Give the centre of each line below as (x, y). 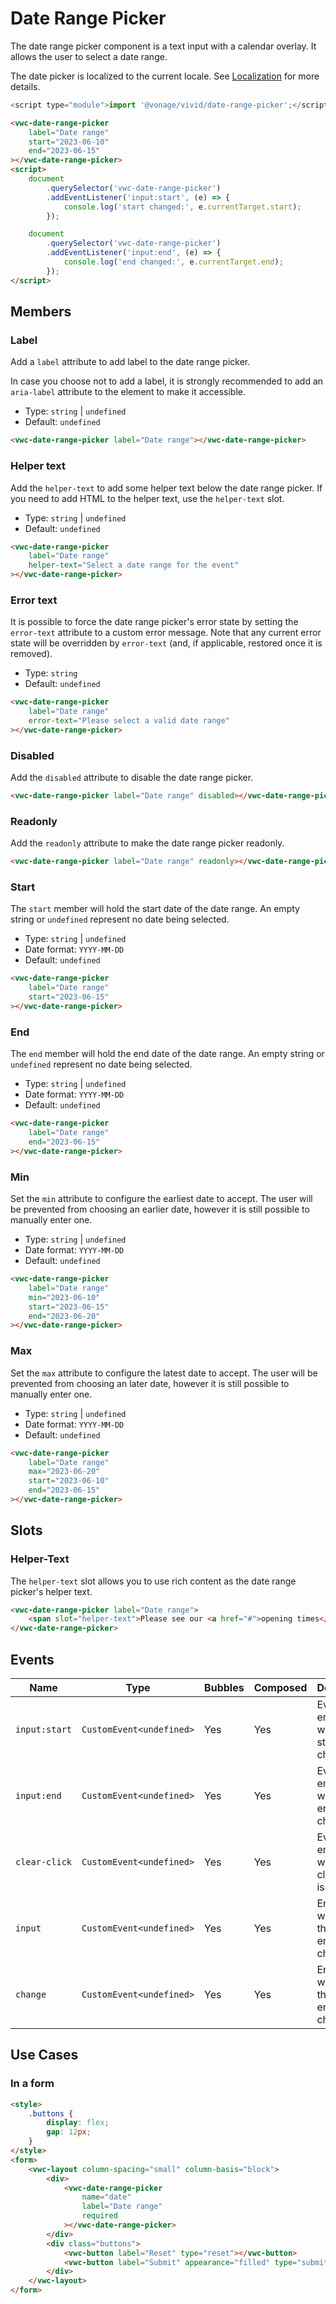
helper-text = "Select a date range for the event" (134, 565)
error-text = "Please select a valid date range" (129, 721)
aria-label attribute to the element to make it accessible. (128, 392)
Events (32, 1659)
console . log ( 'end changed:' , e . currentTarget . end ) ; (173, 262)
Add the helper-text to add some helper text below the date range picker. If (166, 488)
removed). (31, 654)
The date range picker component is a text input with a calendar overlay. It (163, 46)
